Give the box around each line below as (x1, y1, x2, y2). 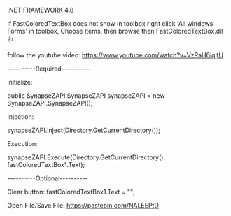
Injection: (7, 113, 34, 121)
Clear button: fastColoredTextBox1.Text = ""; (7, 188, 135, 196)
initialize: (7, 78, 33, 86)
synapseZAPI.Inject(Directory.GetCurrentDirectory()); (7, 126, 161, 134)
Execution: (7, 140, 38, 147)
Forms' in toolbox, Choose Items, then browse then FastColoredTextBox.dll (7, 27, 223, 35)
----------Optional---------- (7, 174, 88, 182)
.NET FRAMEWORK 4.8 (7, 6, 74, 14)
